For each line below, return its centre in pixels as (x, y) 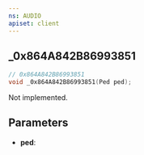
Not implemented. (38, 98)
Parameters (38, 123)
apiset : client (34, 23)
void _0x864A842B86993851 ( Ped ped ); (70, 82)
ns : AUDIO (25, 16)
